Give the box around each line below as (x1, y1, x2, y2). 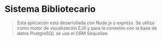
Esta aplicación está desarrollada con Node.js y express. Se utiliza (17, 20, 154, 26)
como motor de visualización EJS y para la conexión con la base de (17, 25, 157, 31)
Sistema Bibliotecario (5, 3, 96, 15)
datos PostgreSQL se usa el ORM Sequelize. (17, 30, 109, 36)
